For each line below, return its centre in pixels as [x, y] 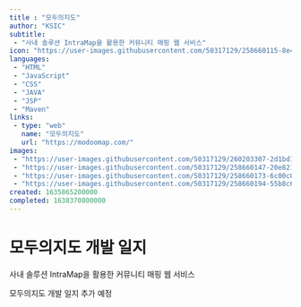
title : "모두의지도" [45, 17]
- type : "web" [39, 126]
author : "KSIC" [38, 26]
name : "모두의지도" [53, 134]
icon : [19, 51]
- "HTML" [30, 68]
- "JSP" [27, 101]
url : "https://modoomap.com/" [77, 142]
